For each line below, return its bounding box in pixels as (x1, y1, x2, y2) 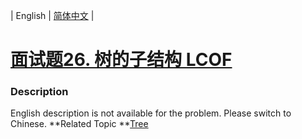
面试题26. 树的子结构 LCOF (10, 49, 233, 71)
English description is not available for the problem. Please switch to (10, 107, 292, 119)
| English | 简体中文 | (10, 10, 95, 21)
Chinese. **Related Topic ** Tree (10, 118, 149, 130)
